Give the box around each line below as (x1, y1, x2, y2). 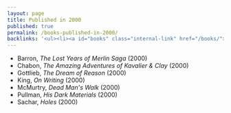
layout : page (7, 10, 45, 17)
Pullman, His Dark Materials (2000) (16, 90, 118, 99)
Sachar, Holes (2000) (16, 98, 78, 106)
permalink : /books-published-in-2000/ (7, 29, 118, 36)
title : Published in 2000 (7, 16, 81, 23)
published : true (7, 23, 54, 29)
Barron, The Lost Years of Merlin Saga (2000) (16, 54, 148, 62)
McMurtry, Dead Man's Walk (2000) (16, 84, 120, 92)
